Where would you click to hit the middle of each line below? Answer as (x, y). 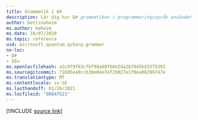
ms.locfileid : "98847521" (38, 94)
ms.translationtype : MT (36, 77)
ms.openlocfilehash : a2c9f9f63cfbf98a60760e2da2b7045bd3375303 (86, 67)
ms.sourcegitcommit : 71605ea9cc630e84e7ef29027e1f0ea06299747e (86, 72)
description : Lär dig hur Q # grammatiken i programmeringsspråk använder (99, 17)
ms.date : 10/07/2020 (32, 34)
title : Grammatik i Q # (34, 12)
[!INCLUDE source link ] (34, 111)
